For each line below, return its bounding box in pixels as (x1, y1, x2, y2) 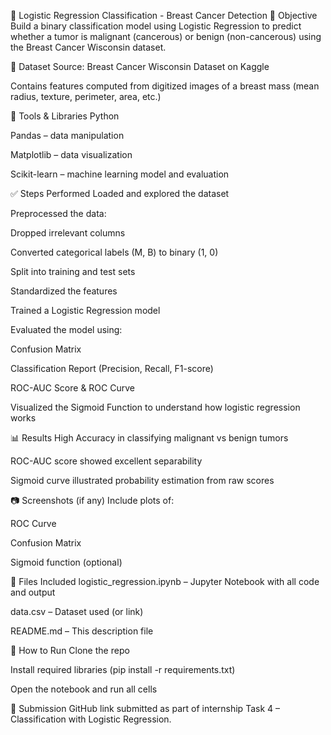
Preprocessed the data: (10, 208, 107, 219)
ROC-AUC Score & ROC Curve (10, 382, 135, 394)
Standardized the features (10, 285, 118, 297)
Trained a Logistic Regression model (10, 305, 161, 316)
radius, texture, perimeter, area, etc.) (10, 91, 162, 102)
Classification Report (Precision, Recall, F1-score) (10, 363, 214, 374)
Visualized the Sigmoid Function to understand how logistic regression (10, 401, 301, 413)
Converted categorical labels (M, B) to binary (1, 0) (10, 246, 219, 258)
